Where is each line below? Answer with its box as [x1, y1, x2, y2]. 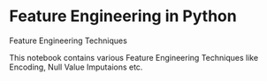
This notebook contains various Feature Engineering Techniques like [9, 52, 259, 63]
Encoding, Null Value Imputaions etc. [9, 62, 143, 72]
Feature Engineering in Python [9, 6, 237, 26]
